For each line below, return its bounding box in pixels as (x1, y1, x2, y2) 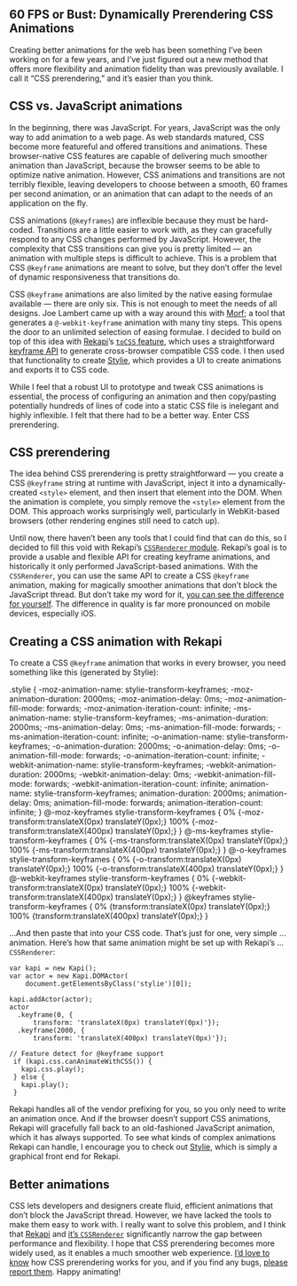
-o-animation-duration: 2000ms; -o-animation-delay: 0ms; (51, 741, 267, 751)
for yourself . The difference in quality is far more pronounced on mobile (9, 599, 270, 609)
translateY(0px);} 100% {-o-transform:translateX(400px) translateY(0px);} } (9, 863, 284, 874)
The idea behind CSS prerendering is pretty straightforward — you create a (9, 468, 284, 479)
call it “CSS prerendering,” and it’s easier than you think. (9, 73, 215, 83)
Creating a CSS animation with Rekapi (9, 634, 223, 649)
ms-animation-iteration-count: (9, 732, 120, 742)
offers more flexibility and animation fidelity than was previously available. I (9, 63, 284, 74)
